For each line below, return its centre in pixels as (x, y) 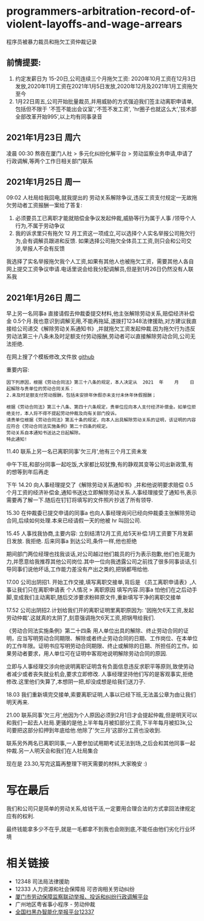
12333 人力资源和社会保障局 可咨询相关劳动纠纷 (75, 889)
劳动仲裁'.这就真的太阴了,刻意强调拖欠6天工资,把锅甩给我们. (81, 618)
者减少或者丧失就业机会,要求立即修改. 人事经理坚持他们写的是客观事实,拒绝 (100, 674)
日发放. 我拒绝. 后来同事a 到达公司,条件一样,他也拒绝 (72, 541)
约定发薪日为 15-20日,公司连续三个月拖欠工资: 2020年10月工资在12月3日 (105, 78)
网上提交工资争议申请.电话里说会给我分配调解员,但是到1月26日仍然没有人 (97, 269)
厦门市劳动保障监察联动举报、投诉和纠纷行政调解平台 (82, 897)
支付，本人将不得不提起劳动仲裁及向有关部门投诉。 (65, 414)
